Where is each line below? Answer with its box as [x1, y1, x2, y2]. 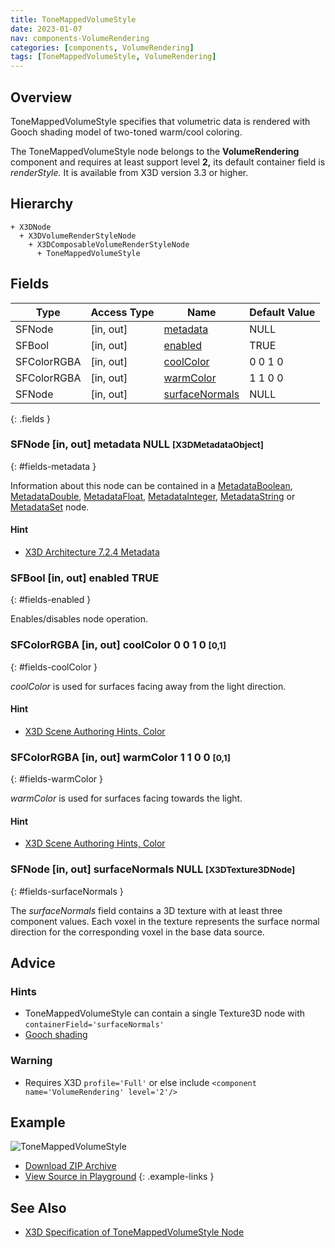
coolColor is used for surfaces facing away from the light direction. [10, 680, 287, 692]
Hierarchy [10, 196, 74, 213]
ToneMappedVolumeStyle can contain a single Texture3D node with [24, 1007, 306, 1020]
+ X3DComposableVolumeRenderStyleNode [28, 239, 190, 250]
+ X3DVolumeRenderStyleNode [19, 231, 137, 241]
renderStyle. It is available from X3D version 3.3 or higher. [10, 166, 249, 178]
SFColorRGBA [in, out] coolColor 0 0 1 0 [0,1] [10, 638, 227, 652]
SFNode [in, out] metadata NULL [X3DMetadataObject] [10, 437, 264, 451]
